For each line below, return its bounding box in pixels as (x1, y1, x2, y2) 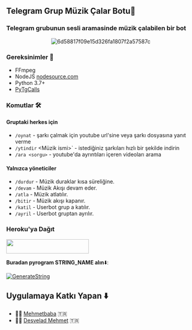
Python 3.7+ (14, 79, 46, 86)
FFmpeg (14, 66, 36, 73)
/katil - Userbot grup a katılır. (14, 204, 91, 211)
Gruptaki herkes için (6, 118, 58, 125)
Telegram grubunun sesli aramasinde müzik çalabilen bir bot (6, 24, 187, 33)
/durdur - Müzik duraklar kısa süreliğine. (14, 178, 115, 185)
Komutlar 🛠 (6, 101, 41, 109)
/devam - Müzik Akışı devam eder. (14, 184, 97, 191)
